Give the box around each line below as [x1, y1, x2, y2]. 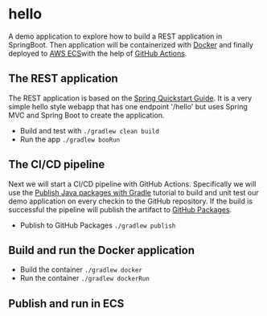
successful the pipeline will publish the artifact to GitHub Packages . [8, 204, 232, 214]
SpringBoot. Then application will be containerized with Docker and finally [8, 39, 253, 49]
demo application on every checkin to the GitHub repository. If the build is [8, 196, 253, 206]
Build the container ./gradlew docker [19, 265, 143, 274]
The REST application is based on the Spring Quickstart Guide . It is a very [8, 93, 253, 103]
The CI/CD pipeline [8, 158, 105, 171]
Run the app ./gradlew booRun [19, 134, 121, 144]
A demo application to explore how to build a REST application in [8, 31, 223, 41]
